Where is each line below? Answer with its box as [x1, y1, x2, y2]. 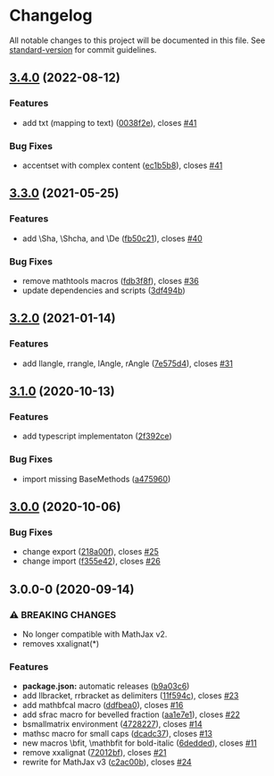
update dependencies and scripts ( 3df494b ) [21, 285, 186, 296]
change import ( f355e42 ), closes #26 [21, 555, 161, 567]
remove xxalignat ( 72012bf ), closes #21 [21, 747, 167, 758]
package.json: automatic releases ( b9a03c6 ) [21, 680, 190, 692]
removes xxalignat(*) [21, 638, 100, 648]
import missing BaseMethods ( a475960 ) [21, 473, 171, 484]
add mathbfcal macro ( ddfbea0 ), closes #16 [21, 700, 184, 711]
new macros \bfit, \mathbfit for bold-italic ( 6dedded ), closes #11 [21, 738, 257, 748]
